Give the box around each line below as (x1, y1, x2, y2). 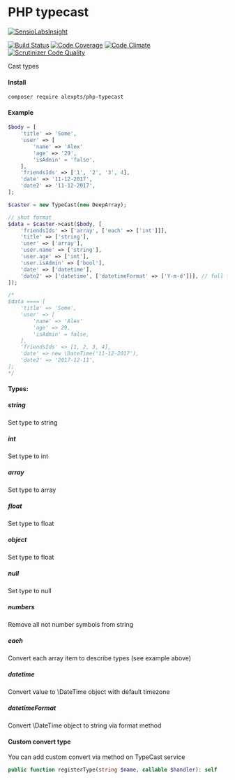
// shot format (8, 214, 52, 221)
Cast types (8, 62, 39, 70)
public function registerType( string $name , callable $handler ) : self (8, 767, 218, 774)
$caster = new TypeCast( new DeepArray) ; (8, 201, 128, 208)
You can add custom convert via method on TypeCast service (8, 753, 185, 761)
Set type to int (8, 452, 49, 460)
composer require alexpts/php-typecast (8, 94, 124, 101)
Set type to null (8, 587, 52, 595)
